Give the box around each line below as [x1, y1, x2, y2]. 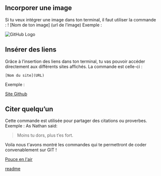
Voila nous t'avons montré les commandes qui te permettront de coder [5, 142, 147, 148]
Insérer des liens [5, 46, 57, 54]
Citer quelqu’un [5, 105, 54, 113]
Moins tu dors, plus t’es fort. [17, 132, 73, 138]
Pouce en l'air [5, 157, 33, 162]
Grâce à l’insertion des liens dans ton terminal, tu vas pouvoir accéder [5, 58, 145, 64]
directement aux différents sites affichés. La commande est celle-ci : [5, 63, 143, 70]
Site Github [5, 91, 28, 97]
